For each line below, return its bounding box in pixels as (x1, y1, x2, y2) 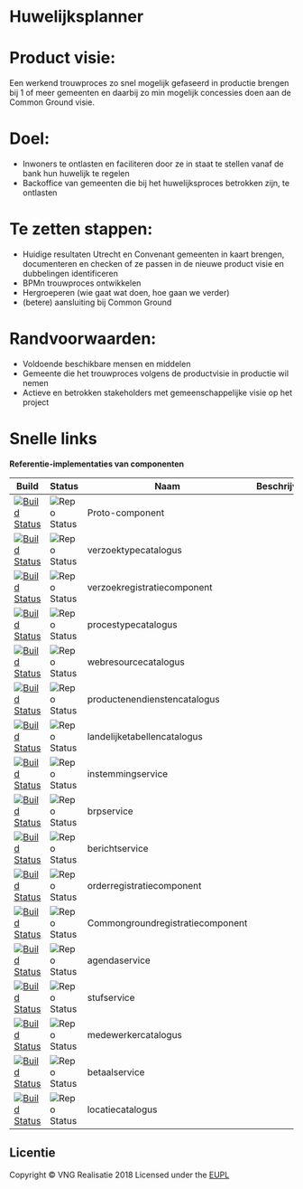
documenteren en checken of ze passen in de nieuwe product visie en (22, 259, 284, 269)
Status (49, 479, 79, 492)
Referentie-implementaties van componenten (9, 458, 185, 469)
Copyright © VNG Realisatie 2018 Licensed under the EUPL (9, 1169, 230, 1180)
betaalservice (87, 1065, 145, 1078)
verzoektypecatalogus (87, 543, 182, 556)
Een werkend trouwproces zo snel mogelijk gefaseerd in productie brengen (9, 78, 289, 89)
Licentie (9, 1146, 56, 1161)
